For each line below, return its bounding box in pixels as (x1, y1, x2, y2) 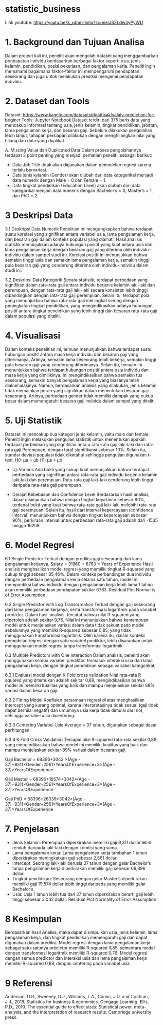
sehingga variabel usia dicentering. (5, 712, 75, 718)
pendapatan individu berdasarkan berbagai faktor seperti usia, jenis (5, 57, 141, 64)
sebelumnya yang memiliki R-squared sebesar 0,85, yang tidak (5, 627, 131, 633)
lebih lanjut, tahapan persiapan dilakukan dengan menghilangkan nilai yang (5, 133, 156, 138)
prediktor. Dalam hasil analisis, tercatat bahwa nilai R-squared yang (5, 611, 140, 617)
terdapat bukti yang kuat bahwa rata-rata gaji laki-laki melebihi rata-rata (12, 502, 157, 508)
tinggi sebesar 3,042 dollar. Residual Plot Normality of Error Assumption (12, 896, 157, 902)
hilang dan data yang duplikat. (5, 137, 66, 143)
